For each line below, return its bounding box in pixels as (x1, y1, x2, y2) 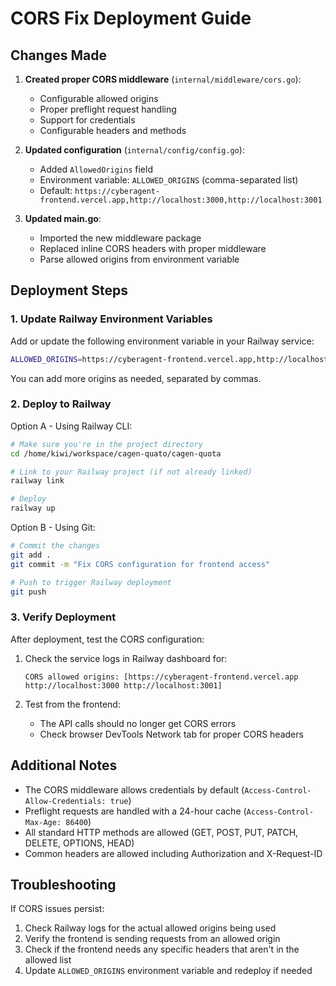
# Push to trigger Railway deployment (10, 577, 172, 587)
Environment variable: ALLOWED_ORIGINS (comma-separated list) (39, 174, 299, 186)
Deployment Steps (10, 282, 128, 299)
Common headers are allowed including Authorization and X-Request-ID (24, 847, 323, 859)
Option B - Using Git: (10, 522, 96, 534)
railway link (10, 476, 65, 486)
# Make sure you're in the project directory (10, 439, 203, 449)
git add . (10, 550, 52, 560)
